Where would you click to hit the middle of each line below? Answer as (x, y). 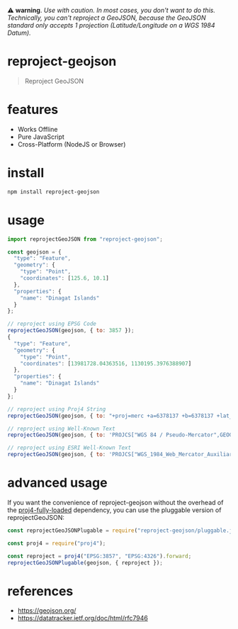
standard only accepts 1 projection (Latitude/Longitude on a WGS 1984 (111, 25)
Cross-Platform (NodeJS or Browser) (72, 144)
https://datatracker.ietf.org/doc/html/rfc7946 (83, 618)
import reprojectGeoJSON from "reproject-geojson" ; (85, 239)
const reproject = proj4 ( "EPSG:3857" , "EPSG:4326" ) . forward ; (100, 556)
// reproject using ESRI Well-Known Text (69, 448)
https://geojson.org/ (47, 611)
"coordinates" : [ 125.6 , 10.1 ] (65, 278)
